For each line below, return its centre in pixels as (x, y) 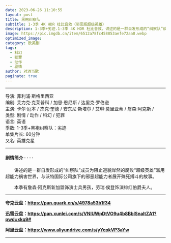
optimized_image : (24, 39)
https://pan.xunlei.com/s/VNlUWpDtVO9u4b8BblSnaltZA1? (92, 214)
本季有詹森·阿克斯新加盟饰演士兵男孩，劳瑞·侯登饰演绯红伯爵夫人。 (84, 187)
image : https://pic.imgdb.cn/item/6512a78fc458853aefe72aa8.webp (76, 34)
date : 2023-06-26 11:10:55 (34, 10)
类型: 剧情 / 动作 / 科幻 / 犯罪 (35, 115)
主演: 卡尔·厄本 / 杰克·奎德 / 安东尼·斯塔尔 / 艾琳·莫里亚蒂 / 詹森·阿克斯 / (80, 109)
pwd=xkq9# (18, 220)
